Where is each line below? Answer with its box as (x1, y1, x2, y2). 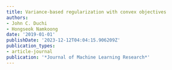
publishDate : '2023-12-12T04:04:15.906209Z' (6, 37, 121, 43)
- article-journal (6, 49, 53, 55)
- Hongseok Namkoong (6, 26, 59, 32)
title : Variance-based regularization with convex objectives (6, 9, 167, 15)
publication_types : (6, 43, 56, 49)
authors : (6, 15, 28, 21)
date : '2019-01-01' (6, 32, 56, 38)
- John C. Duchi (6, 20, 47, 26)
